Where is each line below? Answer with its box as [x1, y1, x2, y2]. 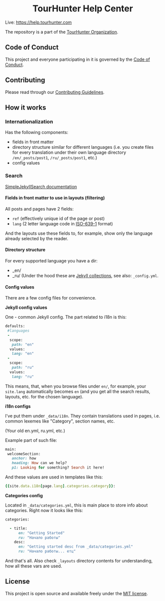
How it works [5, 103, 46, 112]
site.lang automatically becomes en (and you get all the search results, [5, 388, 151, 394]
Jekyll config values [5, 304, 48, 310]
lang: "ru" [11, 374, 34, 379]
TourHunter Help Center [33, 3, 133, 14]
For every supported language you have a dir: [5, 258, 98, 263]
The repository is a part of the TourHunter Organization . [5, 29, 119, 35]
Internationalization [5, 118, 53, 125]
